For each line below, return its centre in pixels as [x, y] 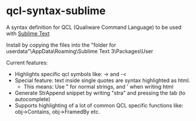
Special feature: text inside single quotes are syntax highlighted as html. [102, 80]
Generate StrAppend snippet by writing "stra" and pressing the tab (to [100, 93]
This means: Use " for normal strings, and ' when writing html [98, 86]
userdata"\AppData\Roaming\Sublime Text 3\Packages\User [80, 51]
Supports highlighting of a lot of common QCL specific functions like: [99, 105]
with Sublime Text [28, 33]
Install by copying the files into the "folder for [61, 45]
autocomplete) [33, 99]
